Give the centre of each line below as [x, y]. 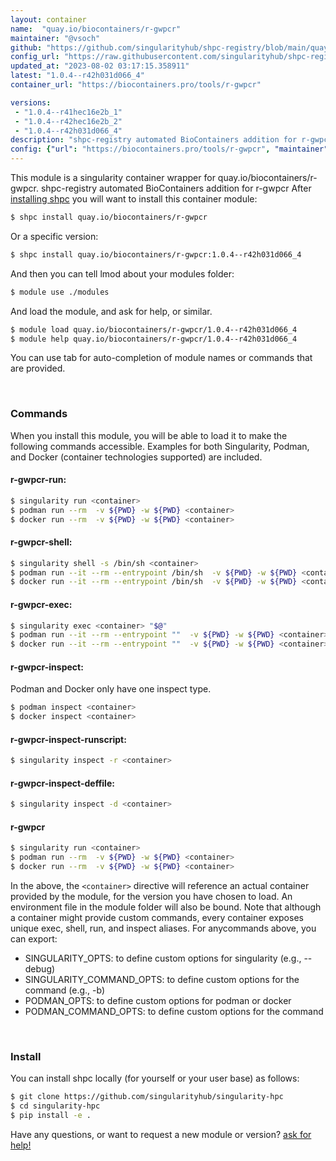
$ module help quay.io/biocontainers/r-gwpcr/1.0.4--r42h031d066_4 [154, 339]
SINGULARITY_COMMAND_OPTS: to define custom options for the [162, 980]
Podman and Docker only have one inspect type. [111, 689]
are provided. [38, 368]
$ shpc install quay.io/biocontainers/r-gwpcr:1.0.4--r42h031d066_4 [156, 254]
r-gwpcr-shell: [41, 542]
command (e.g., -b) [65, 990]
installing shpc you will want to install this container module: [134, 199]
